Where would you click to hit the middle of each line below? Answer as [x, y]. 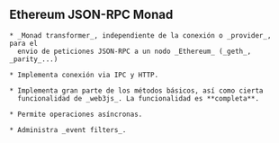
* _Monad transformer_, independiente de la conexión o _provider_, [140, 35]
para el [24, 43]
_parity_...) [34, 59]
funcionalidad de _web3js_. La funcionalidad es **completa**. [138, 98]
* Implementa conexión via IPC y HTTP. [84, 75]
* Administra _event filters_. [68, 130]
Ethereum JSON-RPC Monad [91, 15]
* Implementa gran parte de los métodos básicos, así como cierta [136, 90]
